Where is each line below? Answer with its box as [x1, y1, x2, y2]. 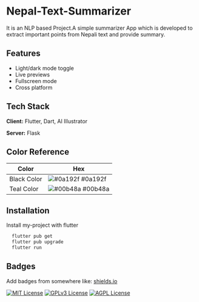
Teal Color [9, 185, 39, 193]
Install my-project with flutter [6, 221, 79, 229]
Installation [6, 205, 50, 216]
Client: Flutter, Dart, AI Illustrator [6, 117, 88, 125]
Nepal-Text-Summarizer [6, 4, 132, 18]
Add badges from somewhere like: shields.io [6, 277, 118, 284]
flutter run [12, 244, 42, 250]
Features [6, 49, 41, 59]
